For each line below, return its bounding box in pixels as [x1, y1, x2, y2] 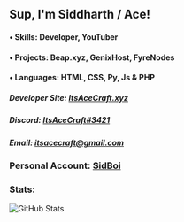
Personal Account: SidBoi [9, 159, 121, 172]
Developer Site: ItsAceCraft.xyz [9, 92, 128, 103]
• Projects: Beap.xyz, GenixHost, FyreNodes [9, 52, 175, 63]
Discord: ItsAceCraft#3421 [9, 115, 111, 126]
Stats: [9, 183, 35, 195]
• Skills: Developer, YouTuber [9, 31, 119, 42]
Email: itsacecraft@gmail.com [9, 137, 125, 148]
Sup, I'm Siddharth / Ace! [9, 7, 150, 22]
